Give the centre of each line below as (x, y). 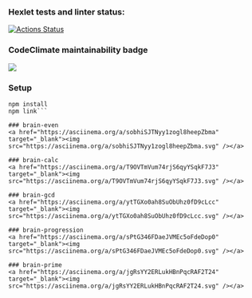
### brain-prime (35, 265)
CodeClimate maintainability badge (78, 50)
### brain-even (33, 125)
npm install (28, 104)
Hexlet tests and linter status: (67, 12)
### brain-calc (33, 160)
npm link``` (28, 111)
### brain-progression (46, 230)
